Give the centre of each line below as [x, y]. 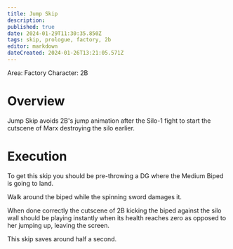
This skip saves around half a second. [62, 238]
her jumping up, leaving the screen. [59, 225]
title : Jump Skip [33, 14]
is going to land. [31, 183]
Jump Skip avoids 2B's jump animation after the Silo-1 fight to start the [109, 121]
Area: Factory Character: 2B [48, 73]
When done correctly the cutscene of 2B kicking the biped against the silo [114, 210]
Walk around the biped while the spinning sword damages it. [95, 196]
